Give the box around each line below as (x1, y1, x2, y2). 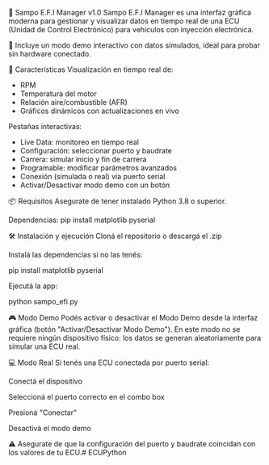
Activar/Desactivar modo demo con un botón (19, 180, 170, 190)
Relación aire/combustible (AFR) (19, 98, 128, 107)
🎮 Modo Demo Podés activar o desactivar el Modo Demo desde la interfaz (8, 313, 258, 322)
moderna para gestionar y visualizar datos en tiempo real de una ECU (8, 16, 240, 26)
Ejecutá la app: (8, 281, 58, 291)
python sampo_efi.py (8, 297, 78, 306)
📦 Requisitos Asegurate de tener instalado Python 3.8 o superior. (8, 196, 227, 206)
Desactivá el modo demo (8, 424, 91, 433)
